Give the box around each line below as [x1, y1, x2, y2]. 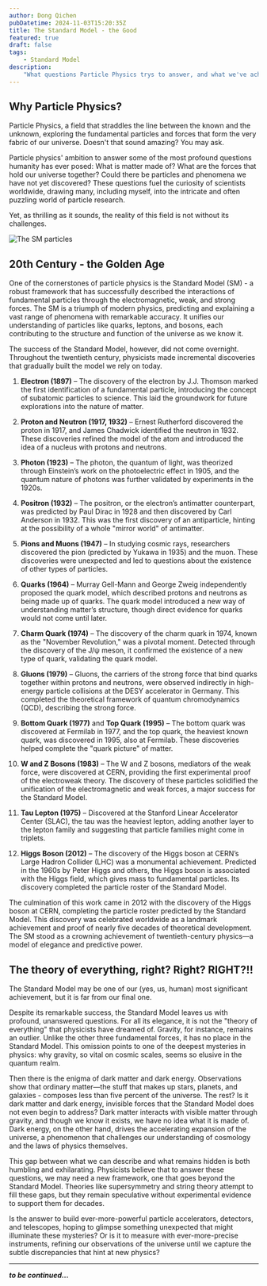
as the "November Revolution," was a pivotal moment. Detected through [20, 637, 256, 647]
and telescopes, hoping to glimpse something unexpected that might [9, 1223, 234, 1232]
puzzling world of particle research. [9, 195, 126, 205]
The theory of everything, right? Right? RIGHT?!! [9, 963, 254, 976]
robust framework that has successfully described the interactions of [9, 287, 235, 297]
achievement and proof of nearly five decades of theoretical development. [9, 923, 252, 932]
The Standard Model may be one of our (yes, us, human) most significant [9, 984, 248, 993]
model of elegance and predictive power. [9, 940, 143, 950]
